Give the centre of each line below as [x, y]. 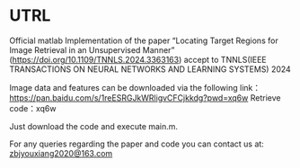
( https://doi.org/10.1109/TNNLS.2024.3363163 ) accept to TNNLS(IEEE [138, 59]
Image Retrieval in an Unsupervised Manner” [92, 49]
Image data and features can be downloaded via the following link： [135, 87]
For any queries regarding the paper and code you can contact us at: [137, 144]
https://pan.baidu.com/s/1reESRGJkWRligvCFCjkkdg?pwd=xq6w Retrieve [145, 97]
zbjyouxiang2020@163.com [61, 153]
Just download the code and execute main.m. [93, 126]
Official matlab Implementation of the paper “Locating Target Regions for [144, 40]
